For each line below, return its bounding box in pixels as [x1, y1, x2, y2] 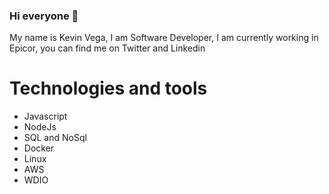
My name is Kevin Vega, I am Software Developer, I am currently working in [9, 32, 319, 44]
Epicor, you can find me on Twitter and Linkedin [9, 42, 206, 54]
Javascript [23, 110, 68, 123]
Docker [23, 142, 55, 154]
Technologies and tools [9, 77, 208, 100]
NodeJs [23, 121, 57, 133]
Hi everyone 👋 [9, 9, 79, 23]
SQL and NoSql [23, 132, 87, 144]
